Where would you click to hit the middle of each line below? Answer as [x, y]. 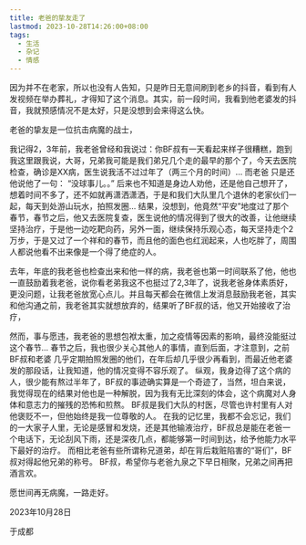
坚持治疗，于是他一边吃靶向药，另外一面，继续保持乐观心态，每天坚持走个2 [152, 229]
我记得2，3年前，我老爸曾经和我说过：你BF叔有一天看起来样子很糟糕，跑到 [151, 149]
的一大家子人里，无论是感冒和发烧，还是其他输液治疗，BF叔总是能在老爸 [146, 427]
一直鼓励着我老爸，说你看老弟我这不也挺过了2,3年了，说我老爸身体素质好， [151, 283]
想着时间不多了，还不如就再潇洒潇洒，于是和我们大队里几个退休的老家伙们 [149, 194]
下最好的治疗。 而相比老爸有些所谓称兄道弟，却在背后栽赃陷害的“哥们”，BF [151, 450]
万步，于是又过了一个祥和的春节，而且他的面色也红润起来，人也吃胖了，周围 [153, 240]
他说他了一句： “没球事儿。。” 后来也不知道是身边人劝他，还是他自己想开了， [151, 183]
